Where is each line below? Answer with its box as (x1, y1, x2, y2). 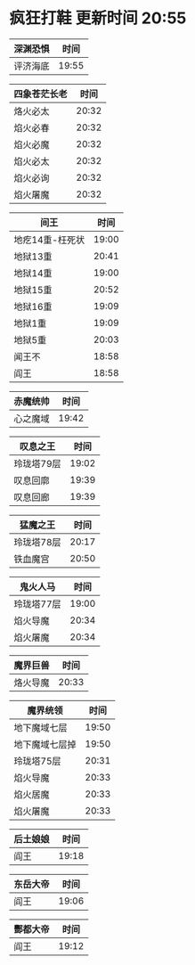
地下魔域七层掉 (13, 738, 77, 750)
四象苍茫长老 (13, 87, 69, 100)
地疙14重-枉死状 (13, 233, 85, 246)
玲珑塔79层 (13, 457, 61, 470)
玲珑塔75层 (13, 755, 61, 767)
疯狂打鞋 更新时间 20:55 (9, 8, 187, 29)
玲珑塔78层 (13, 536, 61, 548)
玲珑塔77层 (13, 598, 61, 610)
